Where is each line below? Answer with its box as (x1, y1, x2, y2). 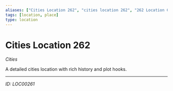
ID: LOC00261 (5, 81, 35, 87)
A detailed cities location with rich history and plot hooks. (5, 66, 127, 72)
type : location (5, 17, 38, 22)
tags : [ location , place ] (5, 12, 59, 17)
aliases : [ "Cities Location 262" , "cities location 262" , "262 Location (5, 7, 165, 13)
